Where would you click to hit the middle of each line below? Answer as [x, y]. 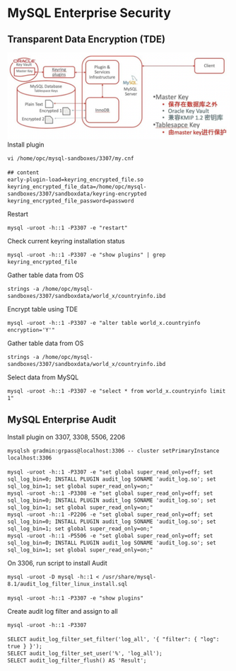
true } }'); [25, 646]
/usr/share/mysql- [129, 577]
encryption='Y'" [31, 330]
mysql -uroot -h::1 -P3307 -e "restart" [68, 228]
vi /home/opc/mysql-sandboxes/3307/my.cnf [71, 158]
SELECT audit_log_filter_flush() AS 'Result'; [77, 660]
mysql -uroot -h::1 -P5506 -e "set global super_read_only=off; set [110, 536]
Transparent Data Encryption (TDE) [87, 39]
